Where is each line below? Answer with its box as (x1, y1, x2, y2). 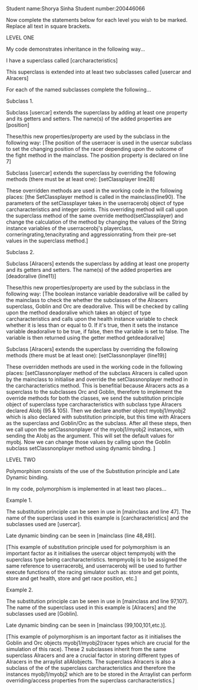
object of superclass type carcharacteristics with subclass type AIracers (6, 401, 182, 408)
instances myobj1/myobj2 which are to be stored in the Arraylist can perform (6, 671, 192, 678)
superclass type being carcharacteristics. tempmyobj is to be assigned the (6, 556, 187, 563)
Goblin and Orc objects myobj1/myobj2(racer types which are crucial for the (6, 639, 190, 646)
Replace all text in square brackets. (6, 23, 91, 29)
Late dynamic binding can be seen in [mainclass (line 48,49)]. (6, 532, 156, 539)
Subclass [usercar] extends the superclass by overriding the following (6, 169, 176, 176)
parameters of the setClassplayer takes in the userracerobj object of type (6, 200, 184, 206)
